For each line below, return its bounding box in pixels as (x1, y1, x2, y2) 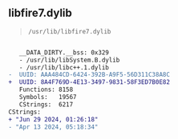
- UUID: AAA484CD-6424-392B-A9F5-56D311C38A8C (8, 71, 171, 79)
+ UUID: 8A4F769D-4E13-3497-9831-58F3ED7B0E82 (8, 78, 171, 86)
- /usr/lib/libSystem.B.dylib (18, 56, 120, 64)
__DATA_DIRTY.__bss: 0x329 (18, 48, 110, 57)
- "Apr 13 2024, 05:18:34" (8, 123, 99, 131)
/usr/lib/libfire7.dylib (27, 27, 111, 35)
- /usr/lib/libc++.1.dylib (18, 63, 110, 71)
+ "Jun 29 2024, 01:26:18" (8, 115, 99, 123)
